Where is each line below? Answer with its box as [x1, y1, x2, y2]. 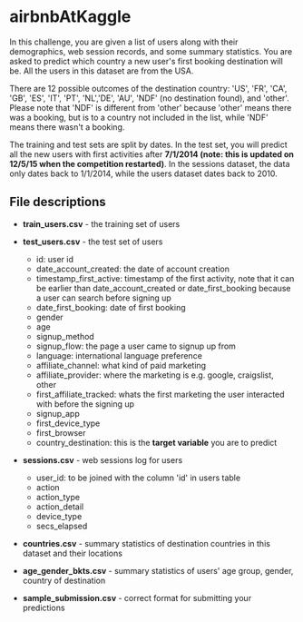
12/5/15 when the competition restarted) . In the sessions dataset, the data [9, 158, 290, 169]
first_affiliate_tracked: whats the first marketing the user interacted [35, 389, 285, 400]
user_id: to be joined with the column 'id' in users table [35, 472, 241, 483]
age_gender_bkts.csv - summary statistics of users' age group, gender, [22, 565, 294, 576]
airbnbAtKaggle [9, 6, 132, 27]
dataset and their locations [22, 548, 122, 558]
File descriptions [9, 194, 106, 210]
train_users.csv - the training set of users [22, 218, 181, 229]
